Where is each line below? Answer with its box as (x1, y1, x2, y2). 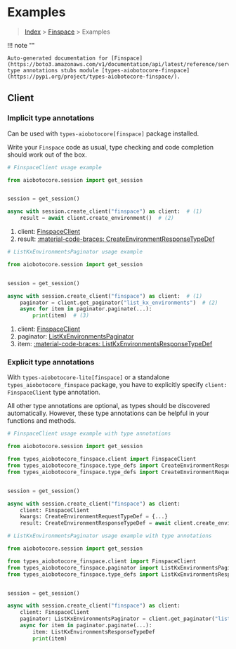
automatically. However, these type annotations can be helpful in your (7, 409, 209, 418)
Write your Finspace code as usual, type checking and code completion (7, 143, 214, 151)
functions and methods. (7, 417, 77, 425)
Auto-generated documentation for (7, 54, 109, 62)
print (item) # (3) (32, 312, 90, 320)
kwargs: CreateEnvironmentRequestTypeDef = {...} (20, 513, 169, 520)
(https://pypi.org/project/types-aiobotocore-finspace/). (7, 73, 181, 80)
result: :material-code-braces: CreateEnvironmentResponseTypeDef (17, 235, 215, 243)
